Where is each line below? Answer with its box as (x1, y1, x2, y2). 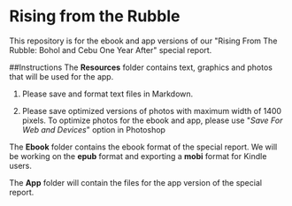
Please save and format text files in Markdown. (21, 88, 194, 99)
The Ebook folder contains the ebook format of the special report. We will (9, 141, 278, 152)
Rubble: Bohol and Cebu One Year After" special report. (9, 44, 212, 55)
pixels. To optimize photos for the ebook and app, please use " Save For (21, 115, 283, 126)
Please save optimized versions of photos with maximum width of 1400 (21, 105, 281, 116)
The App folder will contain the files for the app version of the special (9, 177, 263, 187)
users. (9, 160, 33, 171)
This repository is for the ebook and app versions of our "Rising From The (9, 35, 278, 46)
